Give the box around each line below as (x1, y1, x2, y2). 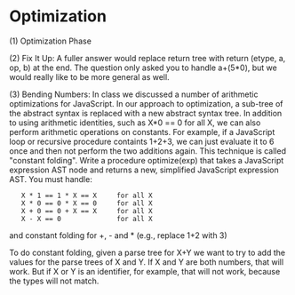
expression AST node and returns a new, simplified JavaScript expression (9, 164, 280, 175)
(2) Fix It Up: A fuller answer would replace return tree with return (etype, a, (9, 52, 286, 63)
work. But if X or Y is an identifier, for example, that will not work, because (9, 266, 281, 276)
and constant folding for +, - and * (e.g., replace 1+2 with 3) (9, 229, 228, 241)
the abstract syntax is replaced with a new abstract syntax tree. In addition (9, 108, 283, 118)
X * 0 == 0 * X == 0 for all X (20, 198, 153, 208)
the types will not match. (9, 275, 100, 286)
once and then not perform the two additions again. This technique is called (9, 145, 287, 156)
